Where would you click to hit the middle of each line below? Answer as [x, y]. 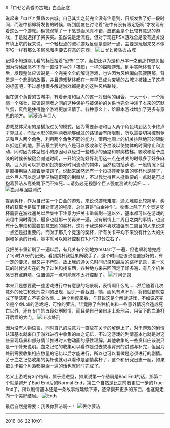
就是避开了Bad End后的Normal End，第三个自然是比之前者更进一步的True [86, 383]
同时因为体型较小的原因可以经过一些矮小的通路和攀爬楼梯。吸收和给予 [87, 152]
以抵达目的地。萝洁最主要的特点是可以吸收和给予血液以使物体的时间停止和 [83, 145]
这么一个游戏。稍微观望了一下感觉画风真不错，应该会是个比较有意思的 [82, 31]
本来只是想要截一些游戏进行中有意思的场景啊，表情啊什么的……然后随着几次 [84, 285]
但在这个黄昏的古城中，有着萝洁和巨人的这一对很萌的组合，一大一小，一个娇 [85, 97]
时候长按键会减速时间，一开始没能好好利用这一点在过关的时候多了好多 [87, 158]
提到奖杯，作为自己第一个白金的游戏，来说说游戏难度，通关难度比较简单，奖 [85, 201]
